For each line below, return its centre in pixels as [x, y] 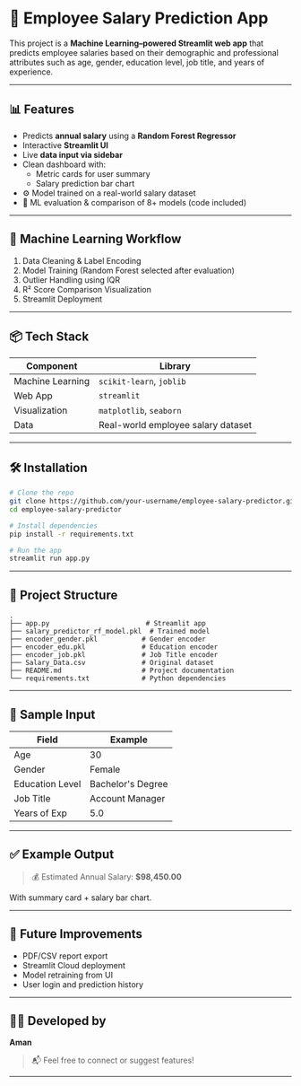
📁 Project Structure [64, 595]
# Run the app [36, 550]
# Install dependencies [54, 525]
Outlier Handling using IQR [71, 280]
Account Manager [127, 798]
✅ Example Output [62, 855]
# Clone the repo [42, 493]
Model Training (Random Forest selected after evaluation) [129, 270]
